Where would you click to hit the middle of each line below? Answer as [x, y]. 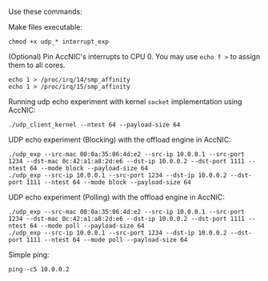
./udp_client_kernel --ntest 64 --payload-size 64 [94, 125]
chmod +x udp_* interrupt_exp [59, 42]
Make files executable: [45, 27]
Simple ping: [29, 255]
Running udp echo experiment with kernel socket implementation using [125, 102]
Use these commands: [45, 12]
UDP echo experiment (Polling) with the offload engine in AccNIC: [117, 197]
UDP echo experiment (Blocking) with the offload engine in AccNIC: [120, 140]
